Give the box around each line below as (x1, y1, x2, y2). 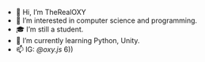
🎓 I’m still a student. (15, 24, 84, 34)
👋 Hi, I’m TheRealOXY (15, 8, 87, 16)
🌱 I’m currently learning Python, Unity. (15, 36, 140, 45)
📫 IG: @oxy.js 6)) (15, 45, 74, 54)
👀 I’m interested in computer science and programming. (15, 16, 198, 25)
